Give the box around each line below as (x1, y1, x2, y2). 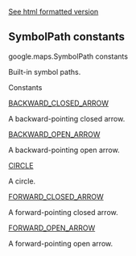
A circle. (8, 176, 36, 186)
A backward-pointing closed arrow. (8, 114, 126, 123)
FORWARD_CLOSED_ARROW (8, 192, 104, 201)
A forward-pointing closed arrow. (8, 207, 118, 217)
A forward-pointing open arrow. (8, 238, 113, 248)
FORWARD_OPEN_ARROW (8, 223, 96, 233)
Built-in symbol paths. (8, 67, 81, 76)
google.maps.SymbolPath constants (8, 52, 129, 61)
